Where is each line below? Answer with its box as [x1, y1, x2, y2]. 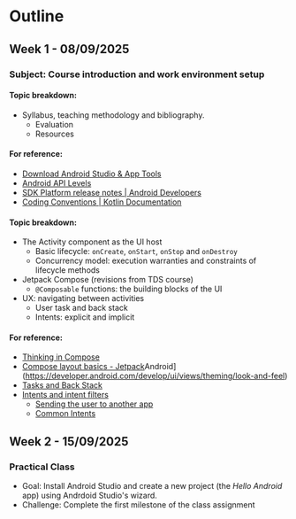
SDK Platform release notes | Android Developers [21, 187, 201, 198]
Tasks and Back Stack [21, 380, 103, 391]
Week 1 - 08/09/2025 [9, 42, 130, 57]
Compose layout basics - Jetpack [21, 361, 146, 372]
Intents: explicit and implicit [34, 312, 135, 322]
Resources [34, 128, 75, 139]
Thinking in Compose [21, 352, 100, 362]
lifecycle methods [34, 265, 100, 275]
